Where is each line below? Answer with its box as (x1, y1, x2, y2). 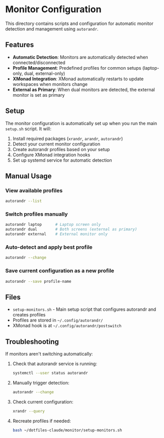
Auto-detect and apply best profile (5, 243, 93, 250)
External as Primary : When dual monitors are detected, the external (12, 86, 155, 93)
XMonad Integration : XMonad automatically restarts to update (12, 75, 144, 82)
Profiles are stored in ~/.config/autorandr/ (12, 317, 103, 324)
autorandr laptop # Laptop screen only (5, 222, 101, 227)
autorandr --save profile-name (5, 279, 72, 284)
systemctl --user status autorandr (12, 370, 88, 376)
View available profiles (5, 187, 63, 194)
